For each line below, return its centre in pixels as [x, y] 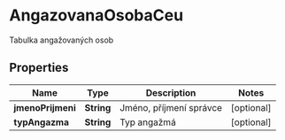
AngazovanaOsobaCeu [96, 16]
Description [171, 92]
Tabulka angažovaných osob [62, 40]
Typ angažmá [148, 122]
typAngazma [41, 122]
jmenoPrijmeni [45, 107]
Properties [39, 68]
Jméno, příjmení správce [171, 107]
